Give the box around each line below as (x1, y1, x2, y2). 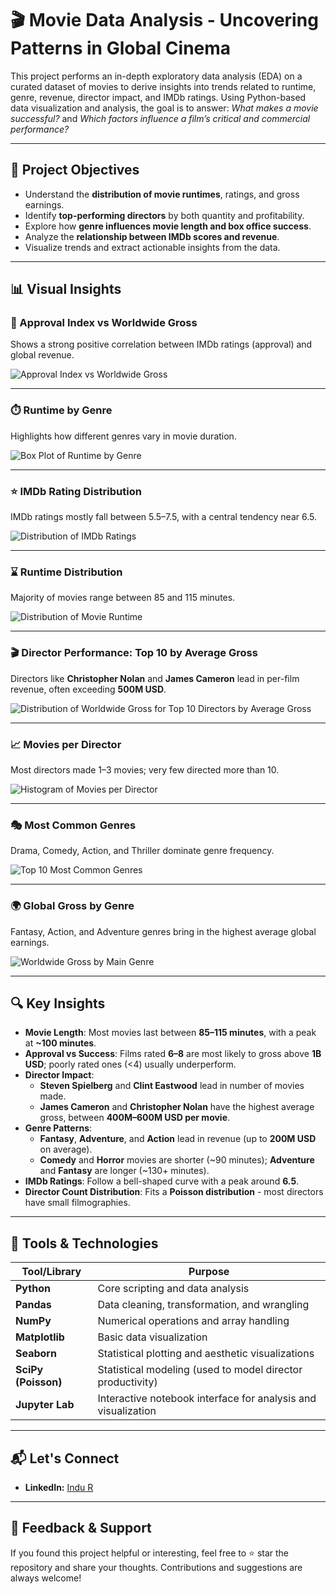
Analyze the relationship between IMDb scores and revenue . (24, 230, 280, 242)
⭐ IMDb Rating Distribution (10, 484, 142, 498)
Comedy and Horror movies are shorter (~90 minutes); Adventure (39, 1154, 315, 1166)
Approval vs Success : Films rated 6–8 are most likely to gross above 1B (24, 1048, 322, 1060)
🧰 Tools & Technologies (10, 1235, 159, 1252)
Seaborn (15, 1347, 57, 1361)
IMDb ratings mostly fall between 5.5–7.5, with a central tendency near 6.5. (10, 511, 317, 523)
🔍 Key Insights (10, 995, 106, 1012)
